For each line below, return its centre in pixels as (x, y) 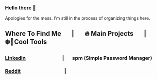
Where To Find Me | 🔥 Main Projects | (76, 33)
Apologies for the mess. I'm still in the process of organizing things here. (78, 18)
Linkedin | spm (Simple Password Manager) (78, 58)
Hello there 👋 (21, 8)
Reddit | (36, 71)
